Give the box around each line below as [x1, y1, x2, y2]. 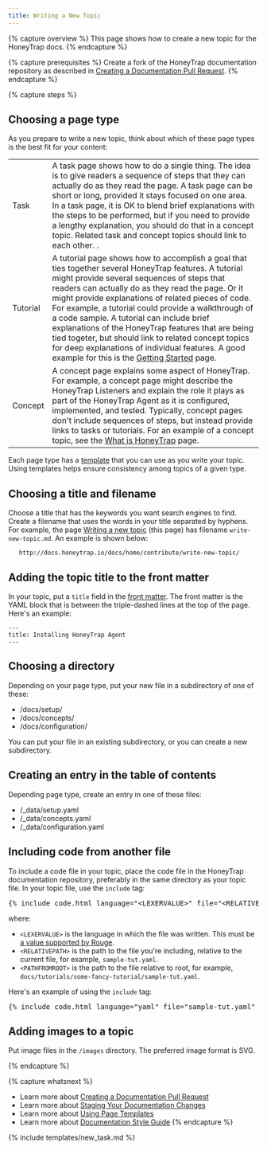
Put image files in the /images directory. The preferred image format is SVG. [8, 1046, 256, 1055]
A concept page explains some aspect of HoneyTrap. [52, 366, 250, 377]
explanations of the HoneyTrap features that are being [52, 323, 254, 334]
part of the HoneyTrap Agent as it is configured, [52, 395, 230, 406]
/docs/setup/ [19, 704, 63, 714]
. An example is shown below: [50, 534, 149, 543]
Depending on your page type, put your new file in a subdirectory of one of [8, 680, 254, 690]
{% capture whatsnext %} [8, 1077, 93, 1086]
